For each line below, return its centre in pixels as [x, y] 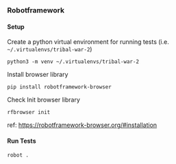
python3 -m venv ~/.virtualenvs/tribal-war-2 [73, 62]
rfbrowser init [29, 113]
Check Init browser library [44, 100]
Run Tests [22, 141]
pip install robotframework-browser [59, 87]
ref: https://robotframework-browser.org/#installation [82, 125]
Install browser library [38, 75]
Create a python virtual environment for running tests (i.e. [88, 42]
